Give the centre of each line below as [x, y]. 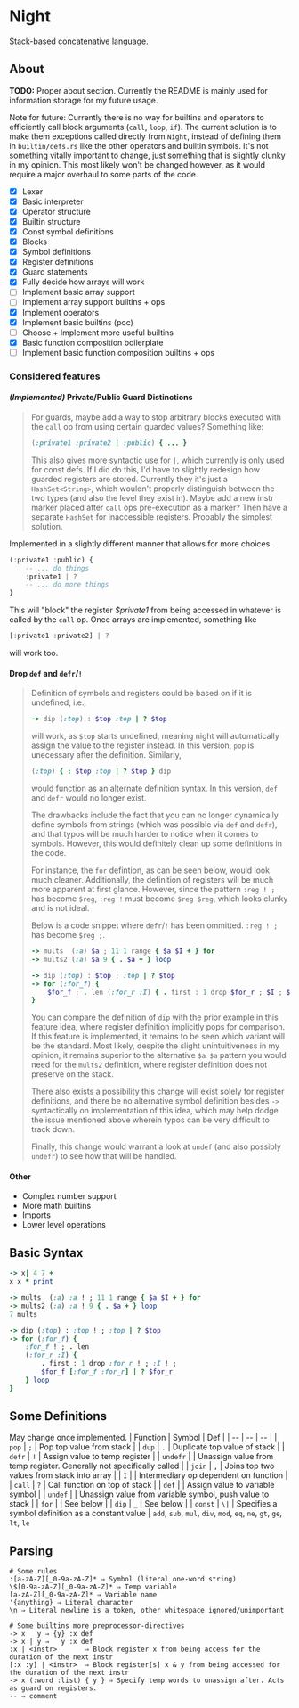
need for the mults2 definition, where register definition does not [149, 1065]
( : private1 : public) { [51, 560]
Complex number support [69, 1196]
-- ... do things [57, 568]
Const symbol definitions [68, 232]
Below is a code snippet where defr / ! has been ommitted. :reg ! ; [154, 925]
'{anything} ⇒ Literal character [71, 1603]
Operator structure [56, 211]
